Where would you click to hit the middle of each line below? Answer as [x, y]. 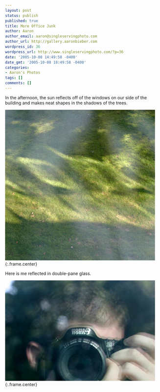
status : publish [22, 15]
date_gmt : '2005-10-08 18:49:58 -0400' [46, 62]
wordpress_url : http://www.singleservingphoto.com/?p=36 [64, 52]
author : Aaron [20, 31]
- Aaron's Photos [23, 73]
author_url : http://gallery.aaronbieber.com [51, 42]
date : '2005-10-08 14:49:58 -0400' [41, 57]
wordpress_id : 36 [23, 47]
